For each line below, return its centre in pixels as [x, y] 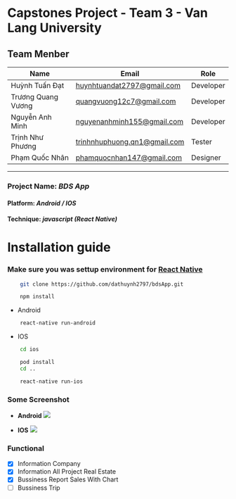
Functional [26, 448]
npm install [37, 297]
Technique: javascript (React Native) [63, 219]
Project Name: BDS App [48, 186]
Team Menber [38, 54]
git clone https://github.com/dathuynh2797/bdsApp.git [102, 284]
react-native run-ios [51, 381]
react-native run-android [58, 323]
